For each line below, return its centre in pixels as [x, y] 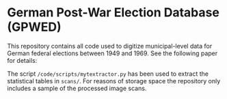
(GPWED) [34, 27]
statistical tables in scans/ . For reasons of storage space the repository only [114, 81]
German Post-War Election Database [113, 13]
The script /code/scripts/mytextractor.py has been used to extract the [108, 74]
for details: [22, 60]
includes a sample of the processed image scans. [77, 88]
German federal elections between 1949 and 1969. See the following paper [112, 53]
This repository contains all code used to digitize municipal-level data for [110, 46]
